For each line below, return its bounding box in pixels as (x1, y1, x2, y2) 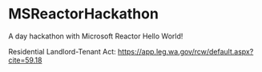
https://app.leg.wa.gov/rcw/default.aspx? (117, 46, 254, 56)
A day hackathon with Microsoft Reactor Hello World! (8, 31, 183, 41)
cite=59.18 (8, 55, 42, 65)
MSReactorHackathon (8, 5, 159, 23)
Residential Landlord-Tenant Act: (8, 46, 116, 56)
